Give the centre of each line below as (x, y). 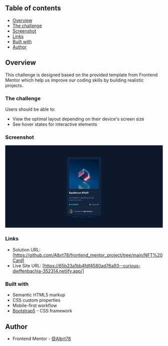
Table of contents (33, 8)
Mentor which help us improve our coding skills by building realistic (74, 80)
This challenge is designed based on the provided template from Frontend (81, 75)
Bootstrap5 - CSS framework (42, 311)
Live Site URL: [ (28, 265)
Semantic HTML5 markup (39, 295)
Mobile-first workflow (35, 305)
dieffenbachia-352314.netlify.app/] (48, 271)
